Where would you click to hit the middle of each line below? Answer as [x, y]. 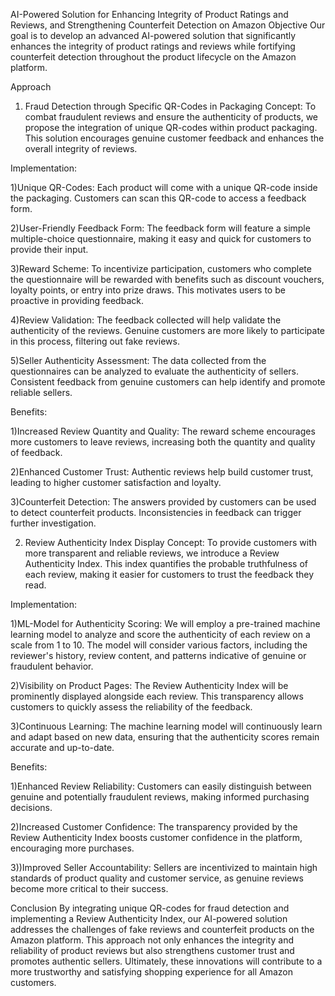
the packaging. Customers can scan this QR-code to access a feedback [158, 198]
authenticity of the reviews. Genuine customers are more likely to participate [168, 330]
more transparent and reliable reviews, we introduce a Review [152, 553]
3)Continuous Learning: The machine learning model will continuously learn [166, 726]
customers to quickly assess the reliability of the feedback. [131, 707]
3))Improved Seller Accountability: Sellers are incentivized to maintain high [164, 867]
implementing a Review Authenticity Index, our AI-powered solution [149, 918]
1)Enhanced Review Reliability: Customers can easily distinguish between [161, 786]
